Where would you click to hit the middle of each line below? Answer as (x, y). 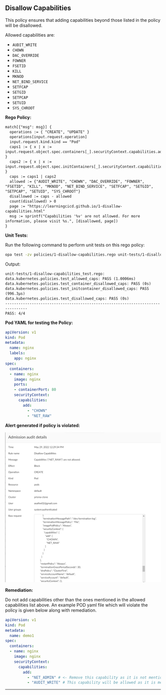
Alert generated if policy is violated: (43, 425)
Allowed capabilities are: (30, 35)
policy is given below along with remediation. (51, 610)
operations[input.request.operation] (48, 137)
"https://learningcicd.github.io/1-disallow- (75, 206)
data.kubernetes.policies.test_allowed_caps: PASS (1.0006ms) (70, 279)
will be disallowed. (24, 25)
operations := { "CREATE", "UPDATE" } (50, 132)
